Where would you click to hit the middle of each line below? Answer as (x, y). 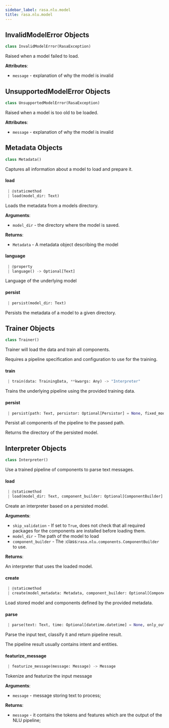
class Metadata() (23, 159)
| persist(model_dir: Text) (37, 303)
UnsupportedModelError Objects (58, 91)
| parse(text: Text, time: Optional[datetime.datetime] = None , (76, 625)
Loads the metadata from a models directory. (52, 205)
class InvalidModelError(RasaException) (48, 47)
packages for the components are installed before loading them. (79, 531)
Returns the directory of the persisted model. (52, 432)
